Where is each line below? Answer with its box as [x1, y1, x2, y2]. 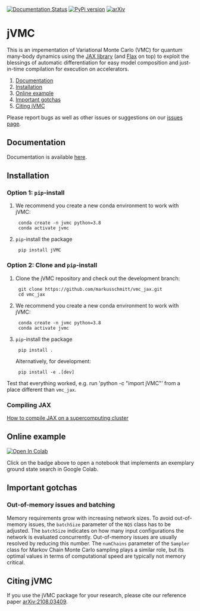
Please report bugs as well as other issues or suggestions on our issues [7, 113, 183, 121]
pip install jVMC [18, 247, 61, 253]
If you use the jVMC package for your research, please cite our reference [7, 592, 186, 599]
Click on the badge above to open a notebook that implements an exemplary [7, 459, 194, 466]
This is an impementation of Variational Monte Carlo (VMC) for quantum [7, 46, 183, 53]
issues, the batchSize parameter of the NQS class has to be [28, 520, 171, 528]
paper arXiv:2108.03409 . [7, 598, 68, 606]
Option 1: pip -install [7, 189, 65, 197]
